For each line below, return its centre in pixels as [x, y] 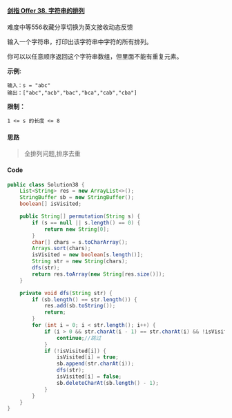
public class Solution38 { [46, 184]
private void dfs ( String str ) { [66, 293]
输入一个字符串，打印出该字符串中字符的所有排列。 [80, 42]
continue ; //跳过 [79, 338]
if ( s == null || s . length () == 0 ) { [86, 222]
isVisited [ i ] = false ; [89, 377]
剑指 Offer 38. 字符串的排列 [46, 10]
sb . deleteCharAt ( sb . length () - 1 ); [107, 383]
